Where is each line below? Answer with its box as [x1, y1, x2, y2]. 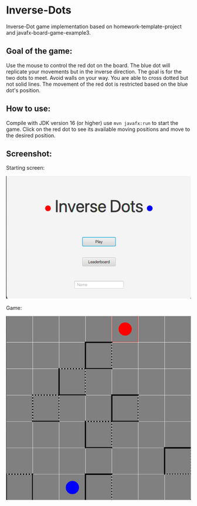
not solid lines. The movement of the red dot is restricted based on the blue [6, 80, 188, 87]
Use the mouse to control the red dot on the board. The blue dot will [6, 62, 171, 69]
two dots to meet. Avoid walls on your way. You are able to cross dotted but [6, 74, 189, 81]
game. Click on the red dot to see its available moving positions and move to [6, 126, 191, 133]
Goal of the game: [6, 46, 73, 56]
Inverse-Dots [6, 4, 72, 17]
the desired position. [6, 131, 56, 139]
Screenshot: [6, 149, 52, 158]
